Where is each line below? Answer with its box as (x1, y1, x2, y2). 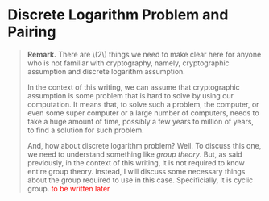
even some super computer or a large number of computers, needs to (27, 107, 259, 118)
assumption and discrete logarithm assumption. (27, 66, 186, 76)
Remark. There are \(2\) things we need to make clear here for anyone (27, 49, 262, 59)
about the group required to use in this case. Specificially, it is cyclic (27, 175, 254, 185)
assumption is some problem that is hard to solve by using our (27, 90, 234, 100)
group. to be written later (27, 183, 110, 193)
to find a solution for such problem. (27, 125, 144, 135)
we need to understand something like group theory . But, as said (27, 149, 242, 159)
